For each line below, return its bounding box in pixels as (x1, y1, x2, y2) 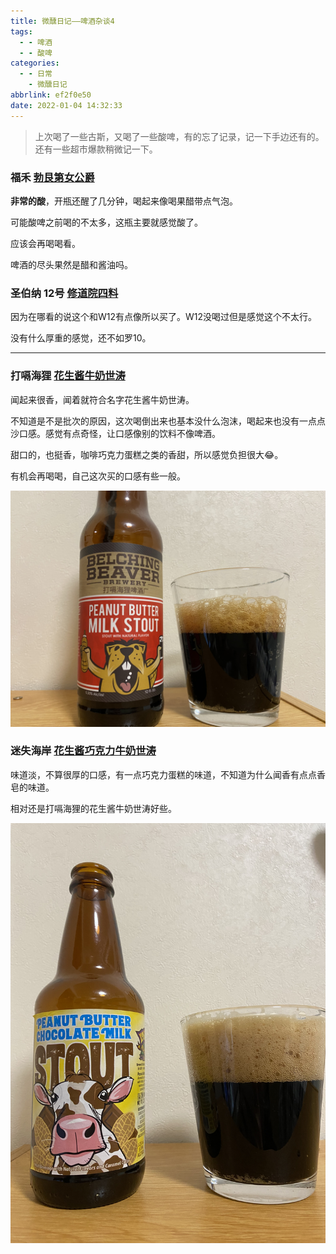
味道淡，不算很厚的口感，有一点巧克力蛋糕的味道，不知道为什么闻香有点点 (10, 768, 317, 780)
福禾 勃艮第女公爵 (10, 170, 95, 184)
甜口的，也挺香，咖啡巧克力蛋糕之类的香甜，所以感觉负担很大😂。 (10, 448, 284, 460)
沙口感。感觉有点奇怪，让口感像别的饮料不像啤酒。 (10, 427, 221, 439)
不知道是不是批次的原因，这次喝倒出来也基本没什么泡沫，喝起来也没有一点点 (10, 415, 326, 427)
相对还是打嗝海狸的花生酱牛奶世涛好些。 (10, 802, 177, 814)
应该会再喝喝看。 (10, 237, 81, 249)
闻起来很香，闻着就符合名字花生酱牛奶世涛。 (10, 393, 195, 405)
